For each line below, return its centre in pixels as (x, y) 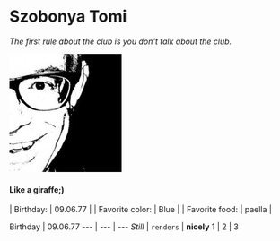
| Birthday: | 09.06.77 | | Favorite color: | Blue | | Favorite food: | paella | (140, 210)
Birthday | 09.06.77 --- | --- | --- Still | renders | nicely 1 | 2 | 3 (124, 227)
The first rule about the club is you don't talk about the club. (121, 41)
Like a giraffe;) (37, 189)
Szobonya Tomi (68, 17)
